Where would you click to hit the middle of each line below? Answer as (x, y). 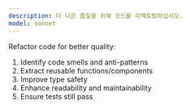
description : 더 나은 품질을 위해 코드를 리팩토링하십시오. (96, 16)
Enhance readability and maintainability (86, 88)
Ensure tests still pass (56, 96)
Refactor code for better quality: (62, 46)
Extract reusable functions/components (86, 70)
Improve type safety (54, 79)
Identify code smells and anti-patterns (84, 62)
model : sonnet (32, 23)
